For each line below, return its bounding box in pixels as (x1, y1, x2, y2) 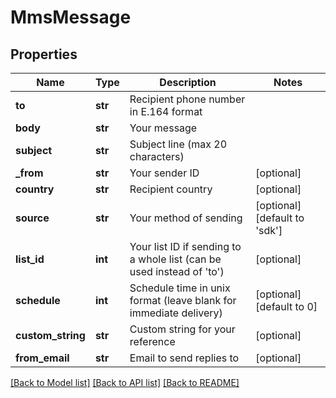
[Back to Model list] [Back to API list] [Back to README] (10, 377, 240, 388)
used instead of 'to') (129, 265, 225, 278)
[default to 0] (255, 300, 318, 313)
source (15, 211, 50, 225)
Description (159, 76, 217, 89)
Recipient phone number (129, 92, 246, 106)
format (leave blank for (129, 294, 237, 307)
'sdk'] (255, 224, 283, 237)
